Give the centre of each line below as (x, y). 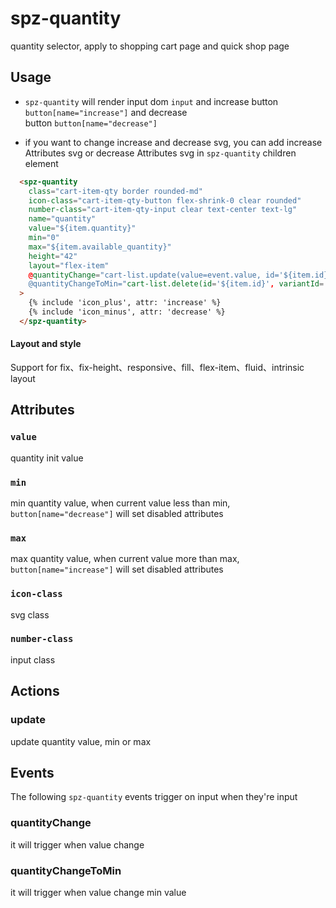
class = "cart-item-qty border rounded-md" (115, 191)
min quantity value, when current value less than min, (120, 503)
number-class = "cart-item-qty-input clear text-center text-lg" (163, 210)
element (41, 163)
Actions (35, 691)
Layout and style (46, 344)
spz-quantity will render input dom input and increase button (151, 101)
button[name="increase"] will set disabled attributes (117, 569)
